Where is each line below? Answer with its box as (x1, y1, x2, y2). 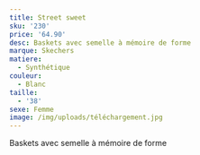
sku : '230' (9, 22, 50, 30)
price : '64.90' (9, 30, 67, 39)
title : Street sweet (9, 13, 87, 22)
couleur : (9, 72, 42, 81)
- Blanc (17, 80, 47, 89)
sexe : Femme (9, 105, 54, 114)
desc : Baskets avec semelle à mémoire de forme (9, 38, 192, 47)
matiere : (9, 55, 42, 64)
